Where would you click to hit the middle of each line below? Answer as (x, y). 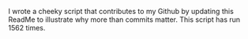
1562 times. (27, 28)
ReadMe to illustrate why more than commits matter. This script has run (124, 19)
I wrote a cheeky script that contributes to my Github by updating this (121, 11)
